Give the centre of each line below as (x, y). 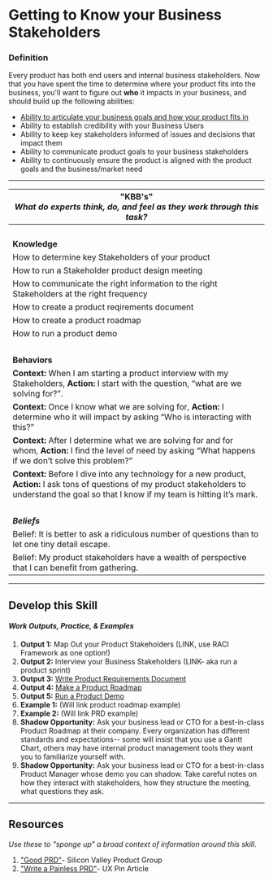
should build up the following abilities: (72, 101)
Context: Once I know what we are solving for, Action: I (119, 407)
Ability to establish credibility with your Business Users (112, 126)
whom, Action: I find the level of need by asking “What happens (134, 451)
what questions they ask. (62, 791)
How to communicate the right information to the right (115, 284)
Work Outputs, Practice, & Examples (71, 626)
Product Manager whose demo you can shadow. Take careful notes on (139, 774)
